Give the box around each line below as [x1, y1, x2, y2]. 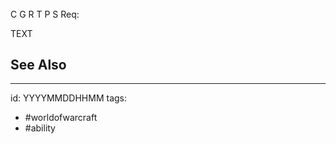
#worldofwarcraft [24, 112, 98, 124]
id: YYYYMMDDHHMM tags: [10, 92, 127, 104]
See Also [10, 57, 67, 73]
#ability [24, 122, 56, 134]
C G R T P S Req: [10, 8, 80, 20]
